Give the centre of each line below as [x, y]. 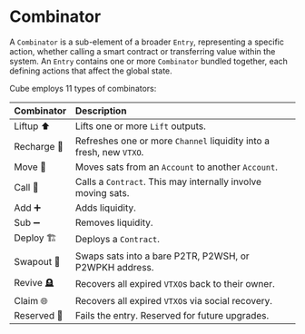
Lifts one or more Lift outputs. [141, 126]
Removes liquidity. [114, 222]
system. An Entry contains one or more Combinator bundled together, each [149, 61]
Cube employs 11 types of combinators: [83, 88]
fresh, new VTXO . [109, 152]
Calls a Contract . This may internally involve [168, 182]
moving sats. [102, 192]
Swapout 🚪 [37, 261]
